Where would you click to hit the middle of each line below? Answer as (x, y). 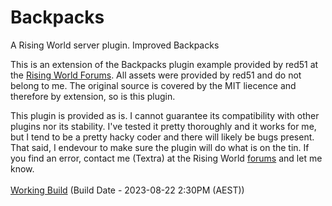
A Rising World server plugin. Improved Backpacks (115, 45)
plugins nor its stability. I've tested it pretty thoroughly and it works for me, (163, 126)
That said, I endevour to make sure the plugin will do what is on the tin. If (160, 147)
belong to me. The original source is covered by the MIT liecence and (153, 85)
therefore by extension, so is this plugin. (93, 96)
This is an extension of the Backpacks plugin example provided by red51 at (164, 64)
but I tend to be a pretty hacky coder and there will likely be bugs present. (162, 137)
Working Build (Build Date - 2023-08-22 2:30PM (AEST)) (127, 190)
